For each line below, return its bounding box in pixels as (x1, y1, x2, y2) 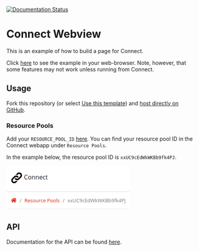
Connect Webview (6, 27, 102, 41)
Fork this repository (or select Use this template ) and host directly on (6, 100, 179, 107)
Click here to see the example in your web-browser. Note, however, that (6, 59, 187, 67)
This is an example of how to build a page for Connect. (6, 47, 144, 54)
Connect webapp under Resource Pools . (6, 142, 107, 149)
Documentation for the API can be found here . (6, 238, 122, 246)
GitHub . (6, 106, 26, 113)
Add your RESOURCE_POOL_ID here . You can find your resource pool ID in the (6, 135, 193, 143)
